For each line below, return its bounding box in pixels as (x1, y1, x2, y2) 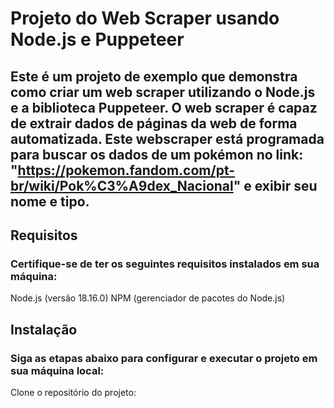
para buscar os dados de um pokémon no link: (10, 146, 304, 163)
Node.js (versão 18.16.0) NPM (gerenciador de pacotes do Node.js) (10, 292, 286, 304)
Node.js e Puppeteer (10, 28, 185, 51)
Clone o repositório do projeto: (10, 386, 137, 398)
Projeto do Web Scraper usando (10, 7, 280, 30)
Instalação (10, 321, 78, 338)
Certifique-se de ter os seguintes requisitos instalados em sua (10, 257, 320, 271)
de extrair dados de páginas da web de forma (10, 115, 298, 132)
